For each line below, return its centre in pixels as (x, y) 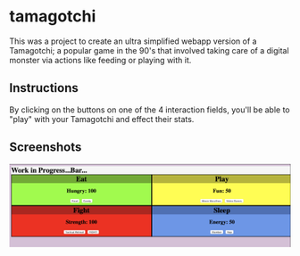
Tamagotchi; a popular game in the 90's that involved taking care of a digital (149, 50)
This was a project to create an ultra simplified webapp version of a (133, 41)
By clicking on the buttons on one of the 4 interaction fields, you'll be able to (150, 110)
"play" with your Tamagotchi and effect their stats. (102, 119)
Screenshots (46, 148)
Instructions (44, 88)
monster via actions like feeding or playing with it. (100, 60)
